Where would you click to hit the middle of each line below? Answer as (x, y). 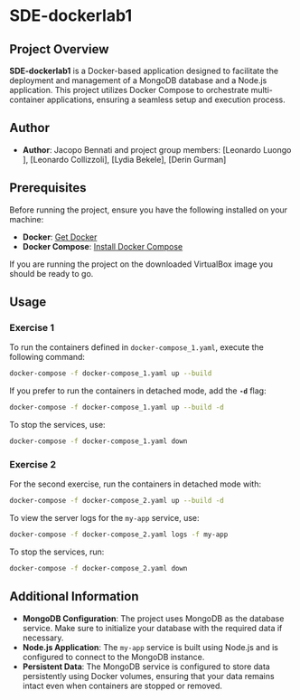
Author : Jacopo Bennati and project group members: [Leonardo (142, 149)
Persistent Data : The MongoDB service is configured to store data (146, 667)
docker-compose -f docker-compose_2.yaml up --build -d (117, 501)
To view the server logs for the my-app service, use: (105, 518)
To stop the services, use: (57, 425)
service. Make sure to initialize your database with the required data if (152, 628)
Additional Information (74, 596)
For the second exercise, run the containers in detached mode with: (136, 484)
